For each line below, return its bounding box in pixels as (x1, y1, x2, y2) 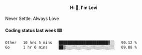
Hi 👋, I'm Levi (70, 4, 98, 10)
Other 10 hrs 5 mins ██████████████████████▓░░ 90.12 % (5, 40, 137, 45)
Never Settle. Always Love (5, 15, 59, 21)
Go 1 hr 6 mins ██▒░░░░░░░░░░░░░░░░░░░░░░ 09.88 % (5, 45, 137, 50)
